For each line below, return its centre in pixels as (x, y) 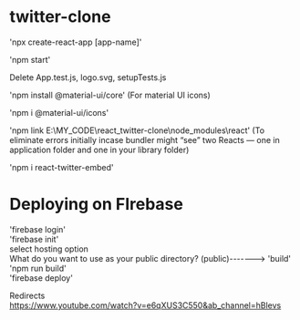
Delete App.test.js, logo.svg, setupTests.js (88, 77)
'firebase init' (34, 239)
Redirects (27, 295)
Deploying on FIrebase (97, 205)
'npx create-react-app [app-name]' (76, 42)
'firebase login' (38, 229)
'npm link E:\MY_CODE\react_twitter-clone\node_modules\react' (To (137, 130)
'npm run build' (38, 268)
